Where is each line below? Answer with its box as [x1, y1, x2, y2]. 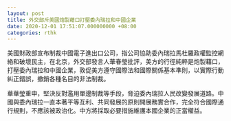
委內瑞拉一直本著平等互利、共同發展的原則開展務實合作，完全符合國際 [19, 98, 218, 107]
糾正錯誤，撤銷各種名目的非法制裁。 [7, 75, 110, 83]
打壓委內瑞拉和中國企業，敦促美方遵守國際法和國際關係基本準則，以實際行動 [7, 66, 224, 74]
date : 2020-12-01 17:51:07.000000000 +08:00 [7, 23, 137, 30]
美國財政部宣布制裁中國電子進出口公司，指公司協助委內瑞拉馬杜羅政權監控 [7, 49, 218, 57]
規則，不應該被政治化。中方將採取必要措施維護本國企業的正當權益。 [12, 107, 206, 115]
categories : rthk [7, 29, 57, 36]
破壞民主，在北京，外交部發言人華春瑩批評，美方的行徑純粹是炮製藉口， [19, 58, 224, 66]
